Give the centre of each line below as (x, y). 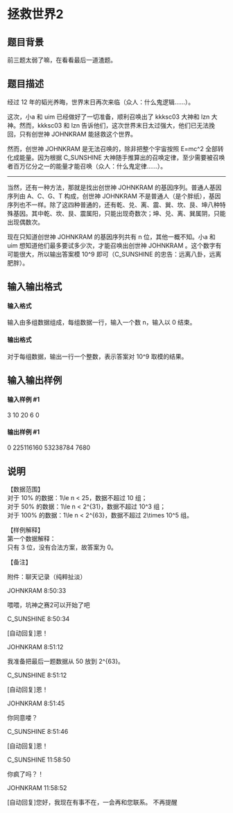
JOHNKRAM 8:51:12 (35, 647)
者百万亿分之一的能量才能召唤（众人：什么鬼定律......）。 (87, 166)
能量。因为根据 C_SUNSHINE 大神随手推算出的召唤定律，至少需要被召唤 (122, 157)
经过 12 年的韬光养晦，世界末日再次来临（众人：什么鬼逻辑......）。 (101, 102)
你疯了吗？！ (25, 774)
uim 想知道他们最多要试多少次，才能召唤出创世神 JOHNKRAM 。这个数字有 (114, 245)
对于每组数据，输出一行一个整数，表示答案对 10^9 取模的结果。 (97, 356)
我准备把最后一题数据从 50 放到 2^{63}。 (66, 661)
